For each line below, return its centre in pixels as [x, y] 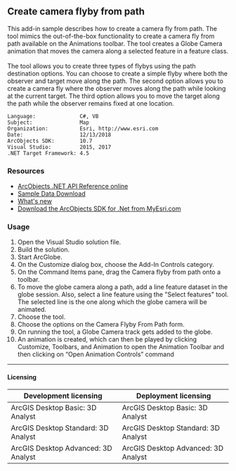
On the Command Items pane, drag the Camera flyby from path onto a [119, 272]
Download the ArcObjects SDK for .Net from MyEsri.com [99, 209]
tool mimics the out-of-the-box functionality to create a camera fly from [111, 36]
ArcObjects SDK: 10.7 [50, 141]
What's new [35, 201]
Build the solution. [44, 250]
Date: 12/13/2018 [59, 134]
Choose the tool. [41, 317]
